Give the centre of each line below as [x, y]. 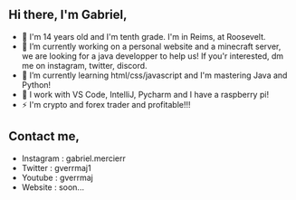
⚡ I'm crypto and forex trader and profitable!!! [106, 104]
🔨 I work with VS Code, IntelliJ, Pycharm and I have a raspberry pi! [145, 94]
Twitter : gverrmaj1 [56, 167]
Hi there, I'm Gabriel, [68, 15]
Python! [36, 84]
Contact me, [44, 136]
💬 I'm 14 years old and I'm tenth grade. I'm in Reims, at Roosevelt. [143, 36]
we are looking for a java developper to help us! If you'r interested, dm [153, 56]
